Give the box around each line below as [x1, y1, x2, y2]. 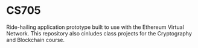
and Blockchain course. [6, 36, 65, 43]
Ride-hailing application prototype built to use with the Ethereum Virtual [6, 23, 184, 31]
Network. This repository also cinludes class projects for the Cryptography [6, 29, 192, 37]
